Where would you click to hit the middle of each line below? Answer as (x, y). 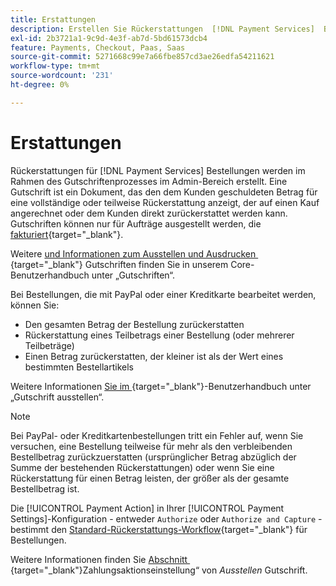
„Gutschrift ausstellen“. (57, 397)
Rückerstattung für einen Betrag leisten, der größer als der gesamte (150, 478)
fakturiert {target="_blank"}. (67, 234)
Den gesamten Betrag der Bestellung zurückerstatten (134, 324)
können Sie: (35, 305)
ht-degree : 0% (40, 85)
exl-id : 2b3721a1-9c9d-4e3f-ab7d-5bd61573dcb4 (109, 38)
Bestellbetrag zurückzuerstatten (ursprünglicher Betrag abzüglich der (153, 457)
